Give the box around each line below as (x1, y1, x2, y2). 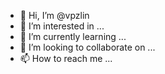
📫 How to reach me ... (19, 53, 113, 64)
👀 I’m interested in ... (19, 20, 105, 32)
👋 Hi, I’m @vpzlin (19, 10, 90, 21)
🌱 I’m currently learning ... (19, 31, 127, 42)
